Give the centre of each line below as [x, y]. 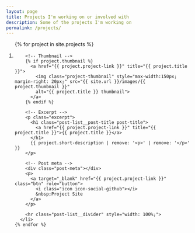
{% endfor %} [30, 225]
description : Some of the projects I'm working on [69, 22]
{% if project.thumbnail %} [59, 61]
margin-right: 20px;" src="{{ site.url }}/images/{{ [80, 82]
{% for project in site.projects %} [54, 44]
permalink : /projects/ [34, 28]
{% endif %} [40, 102]
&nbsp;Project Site [59, 194]
